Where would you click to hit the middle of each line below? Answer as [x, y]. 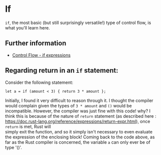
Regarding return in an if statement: [62, 70]
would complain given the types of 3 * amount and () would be [69, 105]
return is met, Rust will [28, 127]
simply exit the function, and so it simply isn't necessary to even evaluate [79, 131]
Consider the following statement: [39, 82]
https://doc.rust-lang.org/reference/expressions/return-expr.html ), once [78, 121]
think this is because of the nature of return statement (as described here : [81, 116]
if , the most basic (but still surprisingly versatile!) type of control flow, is [78, 23]
